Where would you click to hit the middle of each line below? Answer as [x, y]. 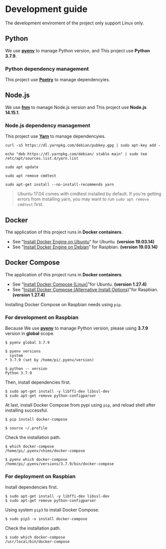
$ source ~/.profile [27, 428]
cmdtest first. [30, 205]
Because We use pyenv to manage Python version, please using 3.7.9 [77, 328]
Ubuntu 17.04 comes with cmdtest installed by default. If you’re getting [89, 194]
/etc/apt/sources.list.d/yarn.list [42, 159]
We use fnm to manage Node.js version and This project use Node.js [76, 107]
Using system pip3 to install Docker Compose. [52, 510]
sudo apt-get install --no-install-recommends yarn [59, 185]
